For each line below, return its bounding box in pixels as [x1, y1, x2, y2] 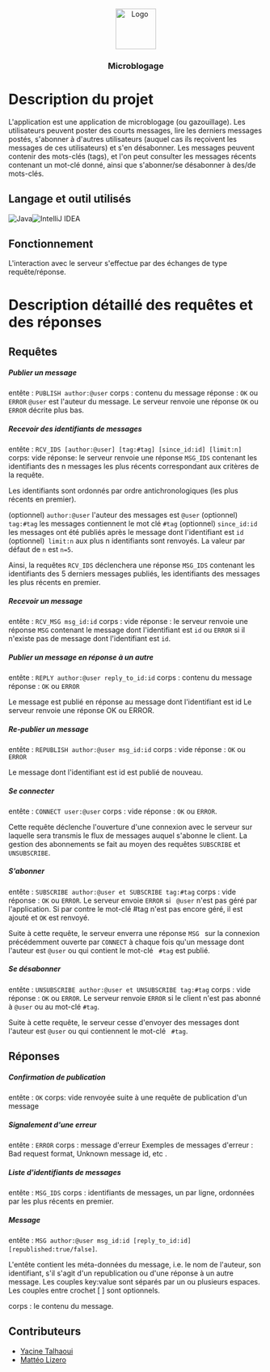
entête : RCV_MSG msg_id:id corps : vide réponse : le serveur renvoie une [8, 616, 249, 626]
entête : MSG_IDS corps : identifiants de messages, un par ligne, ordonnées [8, 1188, 255, 1198]
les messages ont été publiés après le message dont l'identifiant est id [8, 528, 244, 536]
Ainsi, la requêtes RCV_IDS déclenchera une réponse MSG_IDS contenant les [8, 560, 255, 570]
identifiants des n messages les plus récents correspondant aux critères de [8, 462, 259, 471]
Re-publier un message [8, 724, 89, 733]
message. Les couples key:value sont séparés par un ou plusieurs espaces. [8, 1277, 260, 1287]
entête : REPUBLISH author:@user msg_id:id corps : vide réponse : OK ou [8, 744, 247, 754]
